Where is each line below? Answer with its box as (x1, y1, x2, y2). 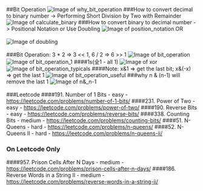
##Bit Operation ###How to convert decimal (6, 6, 193, 13)
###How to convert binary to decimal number (78, 19, 192, 26)
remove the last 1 (6, 78, 49, 85)
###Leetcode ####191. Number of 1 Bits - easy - (6, 91, 128, 98)
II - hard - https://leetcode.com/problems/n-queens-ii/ (27, 130, 162, 137)
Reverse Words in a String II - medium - (6, 172, 105, 179)
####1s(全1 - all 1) (73, 58, 119, 65)
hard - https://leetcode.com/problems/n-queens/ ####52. (31, 123, 176, 130)
